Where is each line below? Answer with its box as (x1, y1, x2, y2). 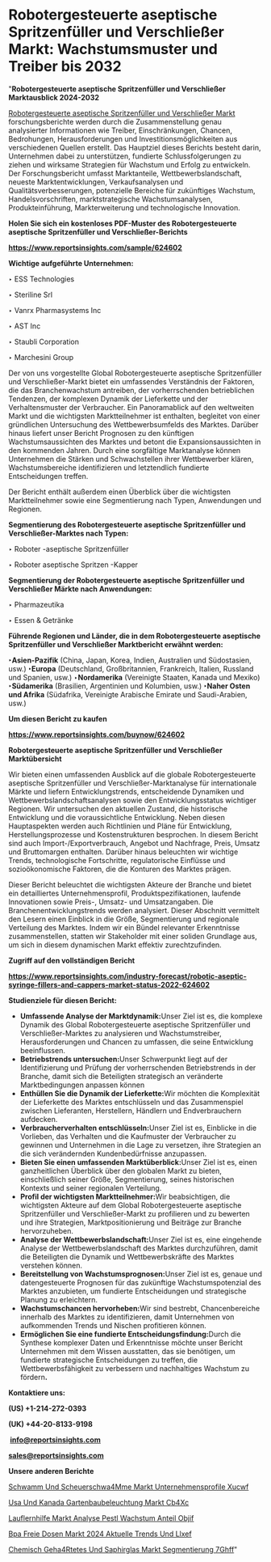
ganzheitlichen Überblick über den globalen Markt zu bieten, (19, 1166, 222, 1175)
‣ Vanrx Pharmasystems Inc (8, 305, 102, 315)
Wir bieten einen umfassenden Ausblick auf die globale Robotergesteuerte (8, 769, 256, 779)
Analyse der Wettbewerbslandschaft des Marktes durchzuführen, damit (19, 1243, 258, 1253)
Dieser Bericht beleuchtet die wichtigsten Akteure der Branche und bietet (8, 879, 252, 889)
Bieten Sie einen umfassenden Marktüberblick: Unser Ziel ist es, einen (19, 1157, 258, 1166)
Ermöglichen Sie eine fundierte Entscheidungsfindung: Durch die (19, 1329, 241, 1339)
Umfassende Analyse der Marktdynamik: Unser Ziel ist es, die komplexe (19, 1011, 263, 1021)
